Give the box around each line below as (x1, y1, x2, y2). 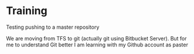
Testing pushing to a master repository (6, 23, 100, 31)
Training (6, 4, 48, 18)
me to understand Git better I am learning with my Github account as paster (6, 41, 189, 48)
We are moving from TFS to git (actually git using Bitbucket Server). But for (6, 35, 187, 42)
